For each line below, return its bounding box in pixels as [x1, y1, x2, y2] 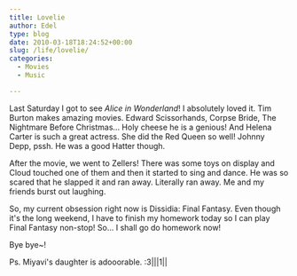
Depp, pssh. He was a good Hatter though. [9, 140, 166, 151]
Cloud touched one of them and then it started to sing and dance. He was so [9, 167, 289, 177]
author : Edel [9, 21, 58, 30]
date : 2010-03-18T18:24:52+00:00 [9, 37, 133, 47]
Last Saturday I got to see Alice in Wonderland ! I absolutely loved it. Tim [9, 103, 272, 114]
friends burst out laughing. [9, 185, 106, 196]
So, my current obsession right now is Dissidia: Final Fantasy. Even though [9, 203, 281, 214]
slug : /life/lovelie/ [9, 46, 90, 55]
